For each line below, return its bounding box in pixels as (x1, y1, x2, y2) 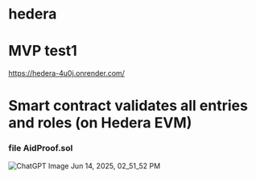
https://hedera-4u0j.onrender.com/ (8, 69, 125, 78)
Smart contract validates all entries (8, 97, 248, 115)
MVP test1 (8, 42, 78, 60)
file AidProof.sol (8, 143, 73, 154)
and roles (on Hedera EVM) (8, 114, 192, 132)
